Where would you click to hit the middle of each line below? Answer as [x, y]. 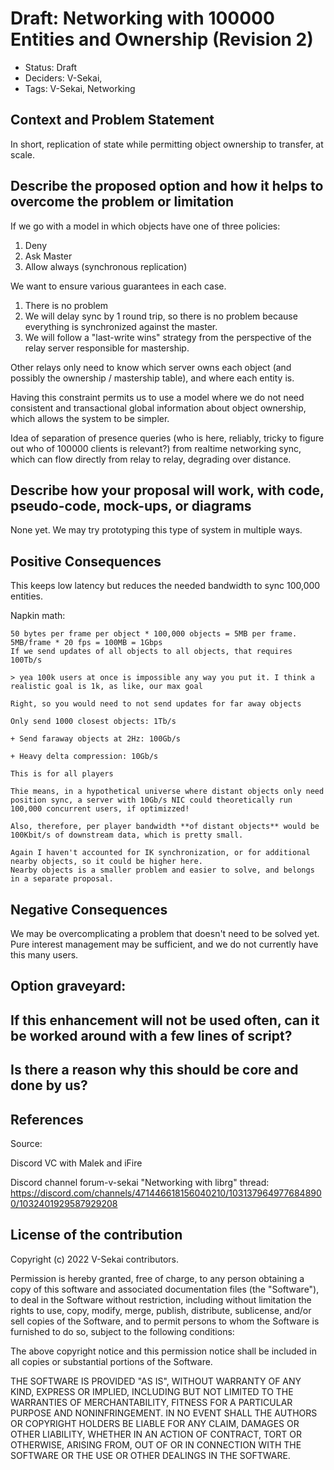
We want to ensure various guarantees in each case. [118, 286]
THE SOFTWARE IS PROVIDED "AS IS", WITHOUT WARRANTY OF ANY [156, 1381]
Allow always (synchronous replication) [106, 266]
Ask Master [48, 256]
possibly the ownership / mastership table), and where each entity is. [152, 378]
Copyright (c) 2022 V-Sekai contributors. [95, 1259]
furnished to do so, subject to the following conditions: [122, 1331]
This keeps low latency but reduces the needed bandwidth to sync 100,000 [165, 586]
